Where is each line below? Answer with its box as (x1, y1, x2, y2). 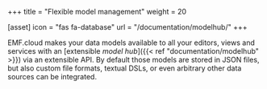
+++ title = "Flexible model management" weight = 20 (7, 7, 187, 16)
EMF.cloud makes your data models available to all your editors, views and (7, 38, 256, 47)
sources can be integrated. (7, 72, 98, 81)
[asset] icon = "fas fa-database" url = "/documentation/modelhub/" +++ (7, 22, 248, 31)
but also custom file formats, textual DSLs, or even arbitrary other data (7, 63, 242, 73)
